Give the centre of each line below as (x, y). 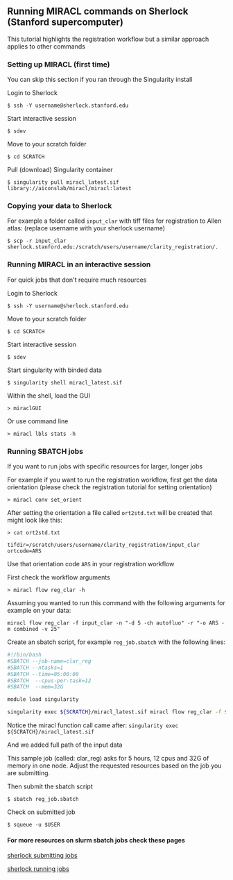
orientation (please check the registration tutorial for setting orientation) (110, 487)
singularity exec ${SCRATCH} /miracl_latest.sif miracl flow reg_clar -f (114, 712)
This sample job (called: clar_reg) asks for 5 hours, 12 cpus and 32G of (108, 758)
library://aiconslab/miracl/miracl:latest (69, 189)
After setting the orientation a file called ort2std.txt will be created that (110, 513)
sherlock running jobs (38, 869)
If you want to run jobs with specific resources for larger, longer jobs (105, 466)
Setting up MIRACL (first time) (59, 64)
